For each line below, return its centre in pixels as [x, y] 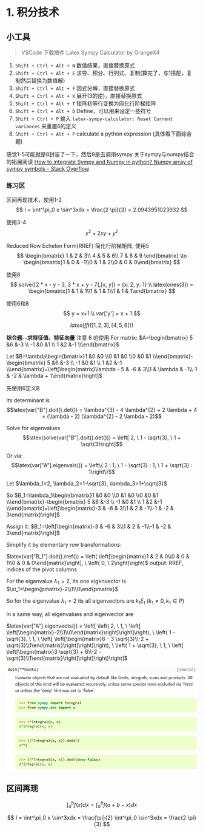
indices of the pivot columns [42, 569]
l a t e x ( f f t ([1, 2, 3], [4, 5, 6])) [102, 325]
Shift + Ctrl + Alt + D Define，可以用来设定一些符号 [83, 111]
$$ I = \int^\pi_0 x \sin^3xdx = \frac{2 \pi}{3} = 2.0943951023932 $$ [102, 210]
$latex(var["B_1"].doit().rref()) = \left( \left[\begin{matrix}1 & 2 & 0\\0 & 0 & [98, 556]
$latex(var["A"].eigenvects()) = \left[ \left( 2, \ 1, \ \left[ [74, 626]
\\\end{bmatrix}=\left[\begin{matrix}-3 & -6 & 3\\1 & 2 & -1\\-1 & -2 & [90, 508]
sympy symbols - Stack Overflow [48, 169]
